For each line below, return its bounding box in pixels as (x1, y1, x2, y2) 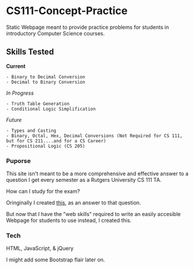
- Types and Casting (6, 128, 57, 134)
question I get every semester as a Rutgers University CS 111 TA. (6, 177, 162, 184)
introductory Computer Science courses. (6, 29, 105, 36)
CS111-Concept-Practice (6, 4, 128, 18)
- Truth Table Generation (6, 101, 69, 107)
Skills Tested (6, 47, 54, 57)
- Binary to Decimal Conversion (6, 74, 85, 80)
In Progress (6, 89, 34, 97)
